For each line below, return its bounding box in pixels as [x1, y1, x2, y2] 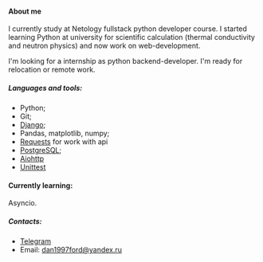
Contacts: [8, 216, 42, 226]
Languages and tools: [8, 83, 83, 92]
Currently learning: [8, 180, 73, 190]
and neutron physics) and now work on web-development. [8, 41, 201, 51]
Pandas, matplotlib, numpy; [19, 128, 110, 139]
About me [8, 6, 42, 16]
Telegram [19, 237, 52, 246]
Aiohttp [19, 154, 45, 163]
